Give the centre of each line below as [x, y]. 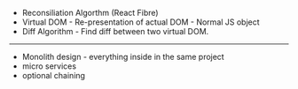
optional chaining [54, 75]
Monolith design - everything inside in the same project [123, 57]
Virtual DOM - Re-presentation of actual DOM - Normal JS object [141, 22]
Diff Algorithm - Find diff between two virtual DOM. [115, 31]
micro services [49, 66]
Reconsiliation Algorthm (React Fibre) [90, 13]
